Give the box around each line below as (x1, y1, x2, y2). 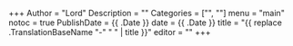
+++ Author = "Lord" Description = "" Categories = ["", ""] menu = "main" (8, 8, 286, 18)
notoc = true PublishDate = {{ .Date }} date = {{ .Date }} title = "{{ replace (8, 17, 283, 28)
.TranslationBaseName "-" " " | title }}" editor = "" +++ (8, 27, 211, 37)
